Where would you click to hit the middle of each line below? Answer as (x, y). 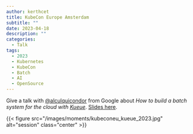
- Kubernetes (28, 61)
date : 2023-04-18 (28, 28)
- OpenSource (28, 84)
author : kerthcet (28, 12)
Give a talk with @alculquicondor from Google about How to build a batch (97, 101)
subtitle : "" (22, 23)
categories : (21, 39)
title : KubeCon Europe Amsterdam (48, 17)
